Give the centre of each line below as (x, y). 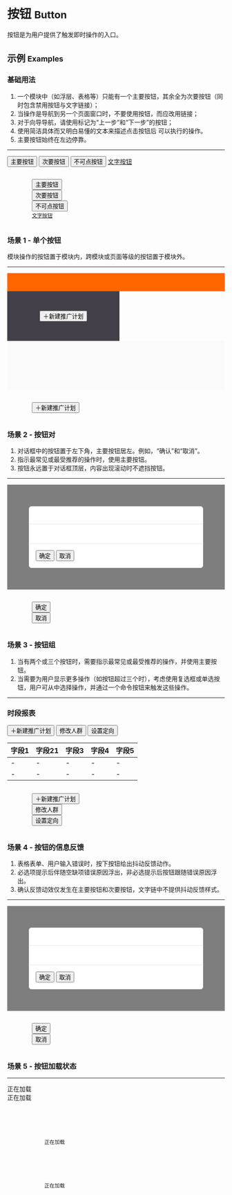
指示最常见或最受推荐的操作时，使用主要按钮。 (84, 459)
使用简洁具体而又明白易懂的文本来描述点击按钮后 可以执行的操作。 (112, 131)
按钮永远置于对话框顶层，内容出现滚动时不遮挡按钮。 (93, 468)
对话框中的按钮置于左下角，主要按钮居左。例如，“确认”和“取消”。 (110, 451)
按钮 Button (37, 14)
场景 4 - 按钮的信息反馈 (46, 847)
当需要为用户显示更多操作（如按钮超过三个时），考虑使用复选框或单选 (115, 678)
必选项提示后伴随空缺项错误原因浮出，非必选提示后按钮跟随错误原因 (114, 872)
